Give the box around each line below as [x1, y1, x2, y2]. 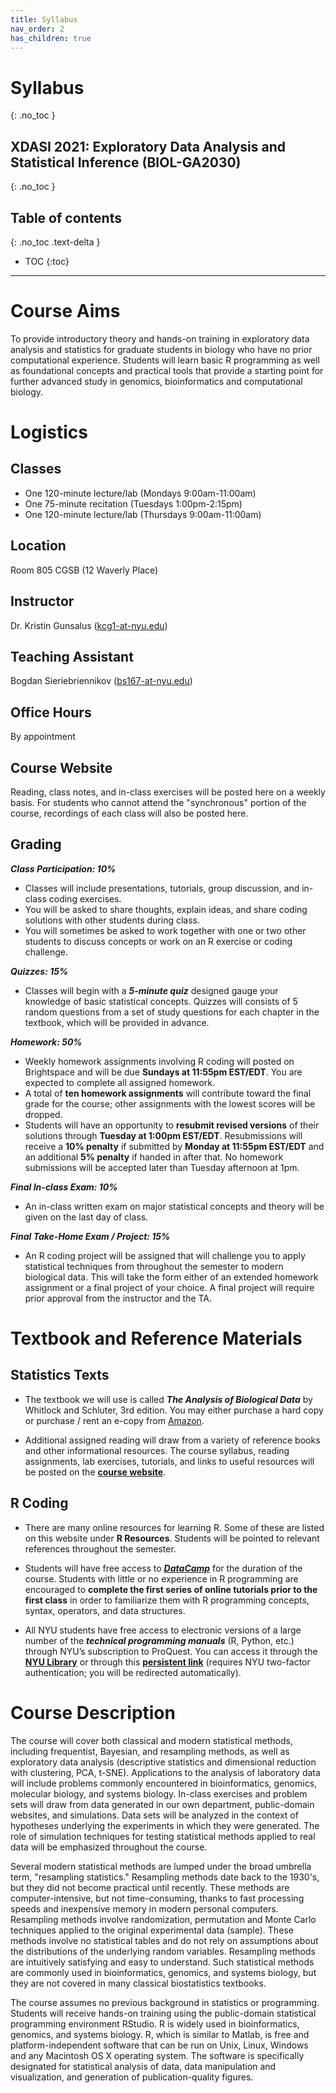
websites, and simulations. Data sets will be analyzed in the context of [10, 1809, 299, 1821]
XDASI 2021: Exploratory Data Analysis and [10, 138, 286, 155]
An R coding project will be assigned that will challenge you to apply [24, 1249, 306, 1261]
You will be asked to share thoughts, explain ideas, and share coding [24, 903, 308, 915]
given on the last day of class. [24, 1211, 149, 1223]
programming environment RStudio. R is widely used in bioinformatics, [10, 2017, 300, 2030]
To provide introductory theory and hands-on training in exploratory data [10, 332, 310, 345]
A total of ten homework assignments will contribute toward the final [24, 1087, 312, 1099]
